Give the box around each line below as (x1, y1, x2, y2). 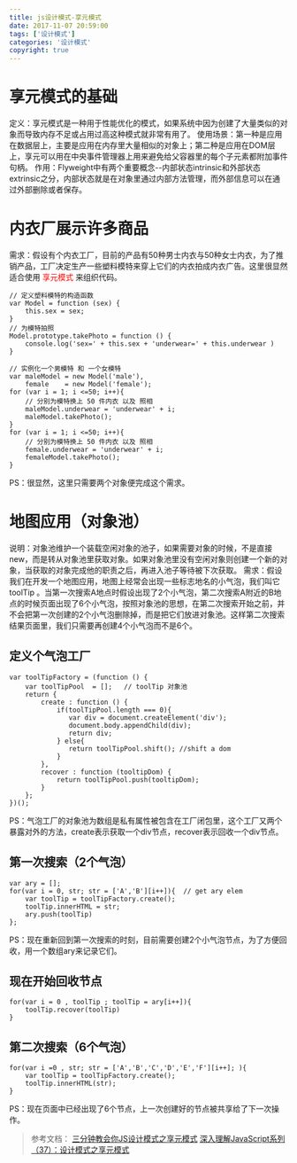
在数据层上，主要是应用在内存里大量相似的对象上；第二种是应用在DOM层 (9, 140, 276, 151)
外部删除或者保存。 (16, 184, 87, 195)
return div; (68, 729, 113, 738)
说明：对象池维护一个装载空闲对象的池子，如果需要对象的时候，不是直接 (9, 542, 272, 553)
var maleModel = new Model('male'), (9, 372, 144, 381)
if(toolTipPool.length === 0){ (56, 706, 172, 714)
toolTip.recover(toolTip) (25, 1005, 121, 1015)
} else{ (56, 737, 86, 745)
